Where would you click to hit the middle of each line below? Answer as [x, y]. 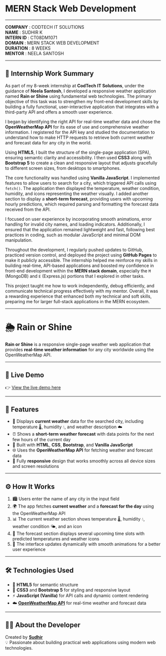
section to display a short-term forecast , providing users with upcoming [79, 198]
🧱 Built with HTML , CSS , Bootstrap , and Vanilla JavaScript [73, 445]
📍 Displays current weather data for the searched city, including [78, 421]
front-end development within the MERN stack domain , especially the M [78, 270]
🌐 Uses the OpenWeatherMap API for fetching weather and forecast [83, 450]
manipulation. [19, 240]
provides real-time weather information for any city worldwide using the [80, 349]
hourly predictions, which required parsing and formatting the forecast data [82, 204]
